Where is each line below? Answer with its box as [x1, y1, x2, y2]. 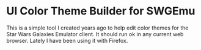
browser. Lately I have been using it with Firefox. [6, 37, 128, 44]
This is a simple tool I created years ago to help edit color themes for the [6, 24, 189, 31]
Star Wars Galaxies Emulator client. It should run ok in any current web [6, 30, 184, 37]
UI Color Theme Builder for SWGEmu [6, 4, 196, 18]
